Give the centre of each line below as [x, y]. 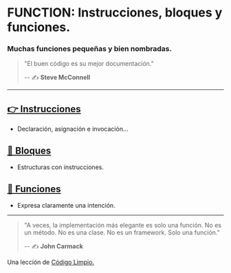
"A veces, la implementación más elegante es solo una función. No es [123, 225]
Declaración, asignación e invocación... [73, 129]
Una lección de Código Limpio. [51, 262]
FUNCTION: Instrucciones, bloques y [115, 13]
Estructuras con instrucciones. [60, 167]
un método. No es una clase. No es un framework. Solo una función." [122, 232]
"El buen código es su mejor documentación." [89, 64]
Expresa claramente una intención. [66, 205]
